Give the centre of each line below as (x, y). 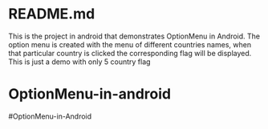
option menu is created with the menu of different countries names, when (130, 44)
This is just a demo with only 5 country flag (79, 62)
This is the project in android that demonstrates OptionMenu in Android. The (134, 36)
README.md (52, 14)
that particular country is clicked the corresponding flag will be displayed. (130, 53)
